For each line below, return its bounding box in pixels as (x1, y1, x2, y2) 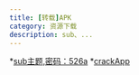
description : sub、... (9, 30, 93, 39)
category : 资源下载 (9, 22, 78, 31)
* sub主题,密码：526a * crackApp (9, 56, 131, 67)
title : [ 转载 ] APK (9, 13, 72, 23)
